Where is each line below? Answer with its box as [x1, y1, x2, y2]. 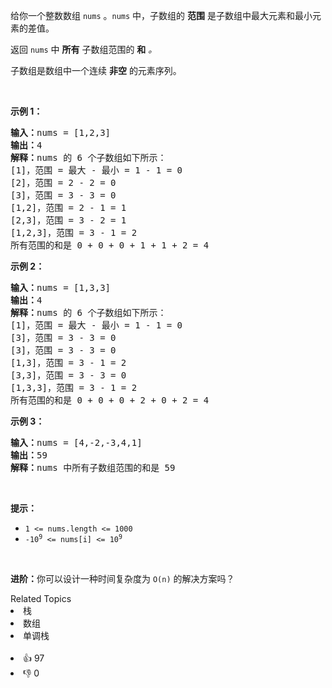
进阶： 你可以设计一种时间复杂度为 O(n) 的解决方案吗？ [10, 573, 235, 584]
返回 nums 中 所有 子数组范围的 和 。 [10, 44, 158, 55]
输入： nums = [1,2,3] [10, 127, 112, 138]
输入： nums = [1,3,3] [10, 282, 112, 293]
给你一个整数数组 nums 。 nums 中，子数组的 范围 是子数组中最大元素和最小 [10, 10, 313, 21]
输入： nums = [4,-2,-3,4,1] [10, 437, 143, 448]
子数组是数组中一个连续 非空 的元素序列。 [10, 65, 182, 76]
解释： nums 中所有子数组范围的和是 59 [10, 462, 176, 473]
